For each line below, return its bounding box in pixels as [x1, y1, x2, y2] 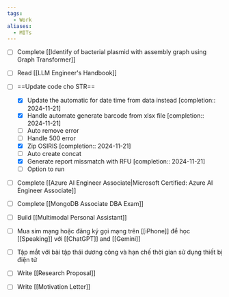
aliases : [7, 23, 32, 29]
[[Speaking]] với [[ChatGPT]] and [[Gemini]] [16, 235, 141, 243]
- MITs [13, 29, 32, 36]
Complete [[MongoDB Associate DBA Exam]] [16, 200, 144, 207]
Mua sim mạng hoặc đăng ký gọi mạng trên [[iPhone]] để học [16, 227, 190, 235]
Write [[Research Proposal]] [16, 269, 96, 277]
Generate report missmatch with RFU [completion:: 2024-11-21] [27, 157, 206, 165]
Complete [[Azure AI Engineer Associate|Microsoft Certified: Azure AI [16, 179, 213, 187]
